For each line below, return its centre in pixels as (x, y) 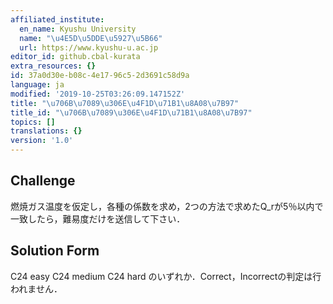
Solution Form (55, 251)
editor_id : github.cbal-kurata (75, 57)
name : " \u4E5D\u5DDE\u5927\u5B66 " (91, 38)
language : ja (37, 85)
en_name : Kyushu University (78, 29)
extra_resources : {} (53, 66)
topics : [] (33, 122)
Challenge (43, 181)
